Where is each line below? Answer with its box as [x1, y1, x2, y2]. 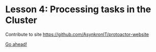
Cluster [5, 14, 37, 26]
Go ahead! [5, 41, 27, 47]
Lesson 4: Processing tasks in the [5, 4, 151, 15]
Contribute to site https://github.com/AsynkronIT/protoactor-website [5, 31, 149, 37]
